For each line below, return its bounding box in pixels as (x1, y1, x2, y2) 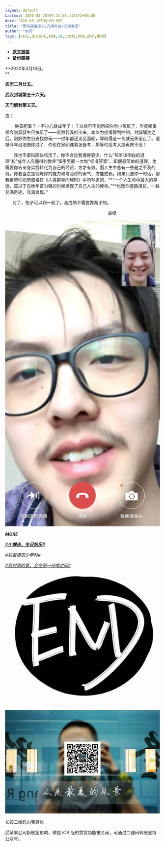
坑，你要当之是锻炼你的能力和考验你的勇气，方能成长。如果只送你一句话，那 (5, 171, 160, 176)
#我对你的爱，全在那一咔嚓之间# (5, 563, 71, 569)
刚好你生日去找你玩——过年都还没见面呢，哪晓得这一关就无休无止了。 (13, 136, 156, 141)
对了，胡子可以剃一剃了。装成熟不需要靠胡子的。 (12, 200, 111, 205)
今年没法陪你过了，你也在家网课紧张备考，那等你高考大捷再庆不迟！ (9, 142, 147, 148)
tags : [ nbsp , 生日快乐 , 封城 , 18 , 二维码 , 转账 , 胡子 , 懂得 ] (5, 34, 107, 39)
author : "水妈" (5, 29, 35, 34)
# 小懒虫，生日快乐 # (5, 541, 45, 547)
